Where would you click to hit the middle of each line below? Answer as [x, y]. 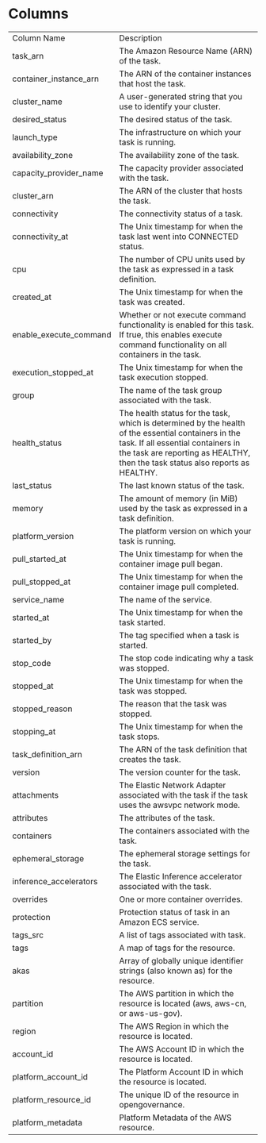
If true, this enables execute [171, 334]
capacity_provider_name [58, 173]
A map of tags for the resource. [177, 948]
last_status [32, 485]
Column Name [39, 38]
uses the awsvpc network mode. [180, 805]
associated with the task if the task [184, 795]
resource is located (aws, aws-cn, [183, 1003]
